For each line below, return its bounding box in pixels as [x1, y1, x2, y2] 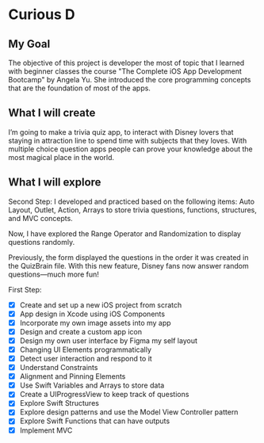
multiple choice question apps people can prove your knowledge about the [8, 144, 253, 154]
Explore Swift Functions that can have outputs [19, 416, 170, 426]
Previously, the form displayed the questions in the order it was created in [8, 252, 249, 262]
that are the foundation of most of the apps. [8, 83, 151, 93]
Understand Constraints [19, 363, 98, 372]
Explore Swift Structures [19, 399, 99, 408]
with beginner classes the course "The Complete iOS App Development [8, 67, 242, 76]
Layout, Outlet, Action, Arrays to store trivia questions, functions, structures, [8, 204, 258, 215]
